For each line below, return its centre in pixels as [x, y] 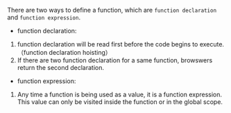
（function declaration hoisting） [65, 52]
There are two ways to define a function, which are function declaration [112, 10]
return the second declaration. [61, 68]
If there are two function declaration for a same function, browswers [115, 60]
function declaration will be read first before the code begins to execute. [120, 44]
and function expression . [44, 17]
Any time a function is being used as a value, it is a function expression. [120, 94]
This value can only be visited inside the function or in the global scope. [120, 102]
